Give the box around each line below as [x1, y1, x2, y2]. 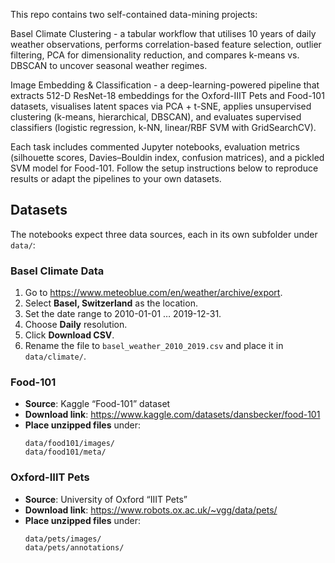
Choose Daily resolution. [24, 319, 128, 331]
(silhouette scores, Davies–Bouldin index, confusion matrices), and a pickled [10, 152, 325, 163]
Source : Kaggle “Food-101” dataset [24, 398, 171, 410]
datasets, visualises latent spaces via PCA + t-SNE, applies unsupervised [10, 100, 312, 112]
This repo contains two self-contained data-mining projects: [10, 9, 258, 20]
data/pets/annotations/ [24, 542, 125, 553]
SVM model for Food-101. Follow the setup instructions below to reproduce [10, 162, 319, 174]
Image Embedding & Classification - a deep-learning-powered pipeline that [10, 79, 320, 91]
